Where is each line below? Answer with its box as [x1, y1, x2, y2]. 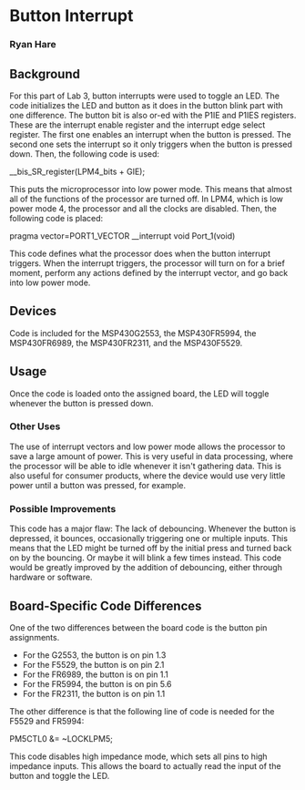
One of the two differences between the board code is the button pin [9, 621, 268, 633]
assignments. [9, 631, 60, 642]
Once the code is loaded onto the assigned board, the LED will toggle [9, 388, 269, 399]
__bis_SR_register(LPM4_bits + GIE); [9, 166, 146, 177]
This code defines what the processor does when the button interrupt [9, 248, 271, 259]
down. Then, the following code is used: [9, 148, 160, 159]
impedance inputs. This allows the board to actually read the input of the [9, 760, 281, 771]
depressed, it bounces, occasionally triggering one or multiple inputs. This [9, 533, 289, 544]
